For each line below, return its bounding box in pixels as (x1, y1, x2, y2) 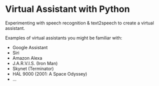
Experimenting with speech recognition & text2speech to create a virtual (5, 20, 154, 26)
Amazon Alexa (12, 55, 42, 61)
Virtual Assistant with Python (5, 3, 130, 15)
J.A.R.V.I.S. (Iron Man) (12, 60, 58, 66)
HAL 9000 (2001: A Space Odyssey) (12, 71, 87, 77)
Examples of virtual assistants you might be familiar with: (5, 35, 122, 41)
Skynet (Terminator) (12, 66, 54, 72)
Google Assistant (12, 44, 48, 50)
